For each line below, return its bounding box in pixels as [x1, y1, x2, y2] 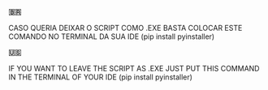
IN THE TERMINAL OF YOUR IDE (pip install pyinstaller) [8, 72, 193, 82]
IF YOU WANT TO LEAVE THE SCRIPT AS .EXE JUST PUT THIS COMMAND [8, 64, 260, 73]
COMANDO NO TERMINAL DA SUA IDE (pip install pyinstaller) [8, 32, 215, 41]
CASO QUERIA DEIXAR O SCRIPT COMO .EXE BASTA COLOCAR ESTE [8, 24, 243, 32]
